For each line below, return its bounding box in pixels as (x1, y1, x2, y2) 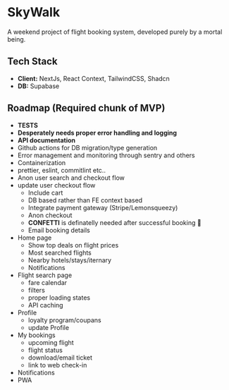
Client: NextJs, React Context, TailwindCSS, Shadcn (17, 74, 171, 83)
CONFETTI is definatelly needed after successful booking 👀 (27, 218, 202, 226)
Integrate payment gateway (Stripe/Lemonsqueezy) (27, 203, 178, 212)
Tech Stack (7, 56, 58, 68)
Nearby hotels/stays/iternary (27, 255, 111, 264)
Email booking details (27, 226, 90, 234)
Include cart (27, 188, 63, 197)
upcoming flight (27, 338, 74, 346)
